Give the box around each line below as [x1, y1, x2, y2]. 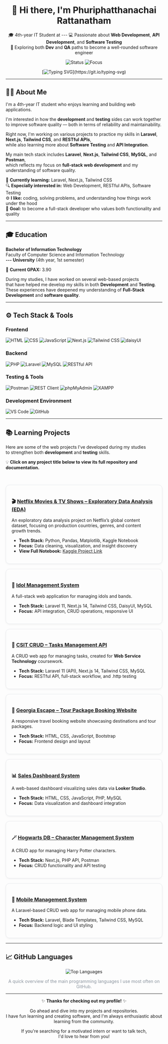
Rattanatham [57, 15, 111, 26]
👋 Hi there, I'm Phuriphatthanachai [11, 4, 157, 16]
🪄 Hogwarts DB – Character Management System [11, 834, 134, 841]
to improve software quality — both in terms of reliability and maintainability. [5, 122, 162, 128]
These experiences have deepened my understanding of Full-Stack [5, 286, 145, 293]
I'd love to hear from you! [58, 1033, 110, 1039]
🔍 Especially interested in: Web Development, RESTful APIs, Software [5, 182, 151, 188]
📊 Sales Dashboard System [11, 772, 80, 779]
